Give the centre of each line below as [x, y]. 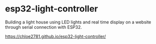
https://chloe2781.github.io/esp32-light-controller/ [56, 36]
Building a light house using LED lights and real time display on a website [78, 22]
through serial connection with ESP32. [43, 27]
